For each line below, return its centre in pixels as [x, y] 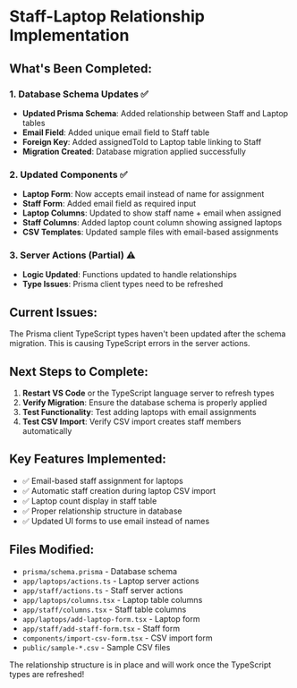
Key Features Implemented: [88, 459]
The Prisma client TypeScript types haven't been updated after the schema [148, 334]
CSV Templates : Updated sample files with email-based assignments [150, 232]
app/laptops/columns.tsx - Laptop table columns [112, 599]
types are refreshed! [47, 674]
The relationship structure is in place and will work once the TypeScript [140, 665]
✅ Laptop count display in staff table [89, 501]
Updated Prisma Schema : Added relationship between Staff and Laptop [155, 113]
